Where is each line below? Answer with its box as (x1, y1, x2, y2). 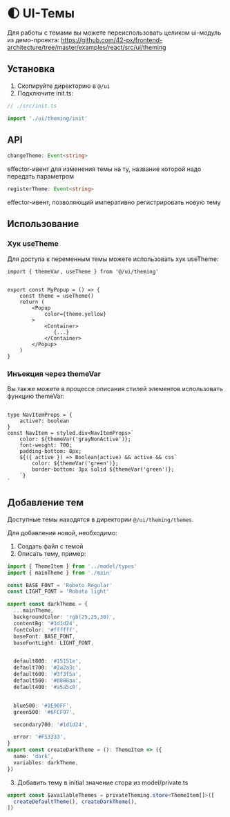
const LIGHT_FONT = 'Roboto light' (7, 588, 110, 595)
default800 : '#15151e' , (13, 658, 82, 665)
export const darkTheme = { (7, 601, 88, 608)
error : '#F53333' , (13, 733, 67, 741)
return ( (19, 298, 45, 305)
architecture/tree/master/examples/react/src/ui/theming (7, 43, 166, 51)
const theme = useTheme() (19, 292, 95, 299)
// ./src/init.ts (7, 102, 57, 109)
